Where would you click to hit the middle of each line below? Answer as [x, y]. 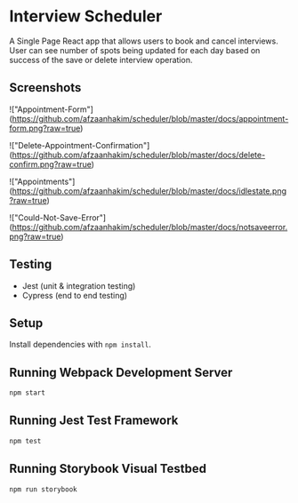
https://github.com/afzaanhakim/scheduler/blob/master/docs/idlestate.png [149, 191]
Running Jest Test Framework [94, 421]
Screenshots [45, 88]
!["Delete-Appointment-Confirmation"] [80, 145]
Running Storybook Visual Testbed [108, 469]
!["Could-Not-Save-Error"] [58, 217]
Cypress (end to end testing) [74, 295]
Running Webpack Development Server [121, 372]
